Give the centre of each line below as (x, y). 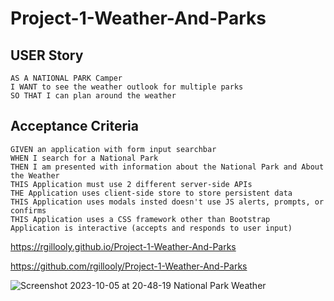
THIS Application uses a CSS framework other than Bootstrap (140, 219)
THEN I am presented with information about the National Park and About (167, 167)
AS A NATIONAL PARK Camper (66, 78)
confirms (28, 210)
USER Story (47, 55)
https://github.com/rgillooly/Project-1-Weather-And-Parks (129, 266)
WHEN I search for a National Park (84, 158)
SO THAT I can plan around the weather (93, 96)
